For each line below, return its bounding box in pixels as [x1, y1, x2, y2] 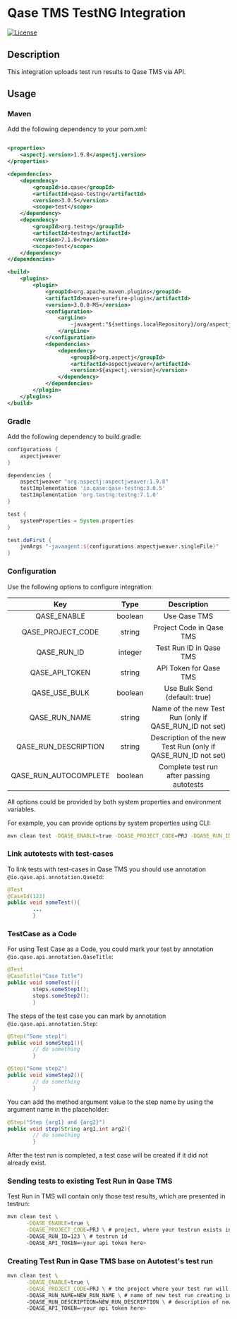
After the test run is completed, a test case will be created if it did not [7, 1151, 208, 1160]
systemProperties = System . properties [20, 517, 134, 524]
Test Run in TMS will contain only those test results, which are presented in [7, 1192, 226, 1201]
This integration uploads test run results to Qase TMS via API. [7, 67, 186, 75]
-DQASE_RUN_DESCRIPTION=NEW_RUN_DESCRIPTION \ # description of [25, 1299, 219, 1306]
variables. [7, 805, 36, 814]
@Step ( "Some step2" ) [7, 1065, 68, 1072]
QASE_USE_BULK [31, 687, 90, 697]
